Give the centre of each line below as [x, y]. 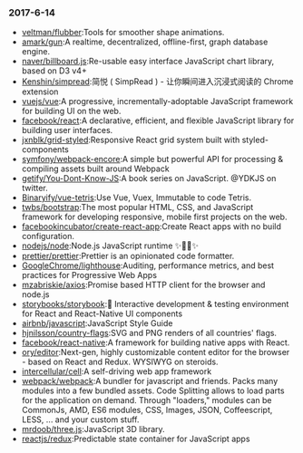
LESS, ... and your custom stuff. [80, 419]
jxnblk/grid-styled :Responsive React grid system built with [131, 140]
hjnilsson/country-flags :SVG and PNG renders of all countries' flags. [149, 333]
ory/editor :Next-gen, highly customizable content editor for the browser [156, 352]
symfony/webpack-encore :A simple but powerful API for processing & [152, 159]
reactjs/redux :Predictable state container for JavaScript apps [136, 439]
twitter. [35, 188]
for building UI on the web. [71, 111]
